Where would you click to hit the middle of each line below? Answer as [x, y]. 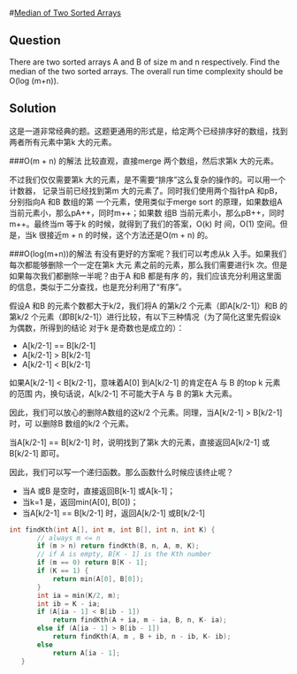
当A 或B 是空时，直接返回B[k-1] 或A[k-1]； [99, 491]
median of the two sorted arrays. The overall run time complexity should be [146, 71]
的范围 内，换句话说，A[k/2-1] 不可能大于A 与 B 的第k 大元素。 [123, 394]
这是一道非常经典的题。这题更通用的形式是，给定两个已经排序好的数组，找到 [148, 131]
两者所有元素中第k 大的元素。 [63, 142]
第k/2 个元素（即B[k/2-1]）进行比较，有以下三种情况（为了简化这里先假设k [145, 317]
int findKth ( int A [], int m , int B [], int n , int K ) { [112, 530]
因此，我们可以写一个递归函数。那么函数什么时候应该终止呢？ [122, 471]
